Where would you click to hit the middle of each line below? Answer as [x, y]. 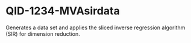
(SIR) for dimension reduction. [43, 33]
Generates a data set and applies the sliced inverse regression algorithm [95, 27]
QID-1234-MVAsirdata [63, 11]
